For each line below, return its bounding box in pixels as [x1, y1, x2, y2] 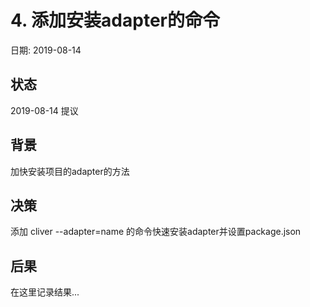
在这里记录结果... [10, 286, 80, 298]
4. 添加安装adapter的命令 [10, 9, 220, 32]
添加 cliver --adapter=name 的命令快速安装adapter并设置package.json [10, 226, 302, 238]
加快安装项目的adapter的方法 [10, 165, 130, 177]
